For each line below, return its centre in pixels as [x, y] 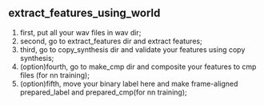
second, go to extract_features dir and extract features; [111, 41]
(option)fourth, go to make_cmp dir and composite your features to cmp [138, 67]
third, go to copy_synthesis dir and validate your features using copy [132, 49]
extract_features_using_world [84, 13]
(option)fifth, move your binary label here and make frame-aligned [129, 83]
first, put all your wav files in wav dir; [80, 32]
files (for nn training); [55, 75]
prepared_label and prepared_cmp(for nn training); [103, 92]
